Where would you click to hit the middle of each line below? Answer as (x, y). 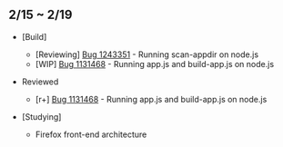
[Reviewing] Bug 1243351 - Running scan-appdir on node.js (147, 54)
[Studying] (41, 116)
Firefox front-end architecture (91, 134)
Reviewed (40, 82)
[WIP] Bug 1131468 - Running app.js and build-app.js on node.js (155, 64)
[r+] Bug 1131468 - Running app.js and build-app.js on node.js (151, 99)
